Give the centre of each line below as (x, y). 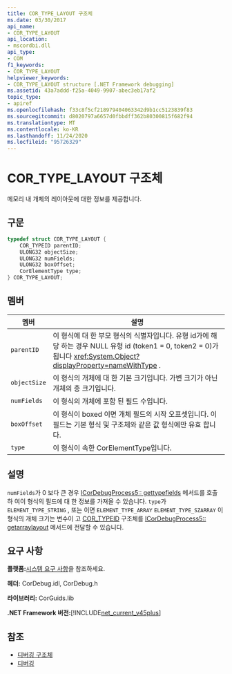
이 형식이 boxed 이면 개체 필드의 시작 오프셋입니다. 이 (135, 414)
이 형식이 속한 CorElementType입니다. (112, 448)
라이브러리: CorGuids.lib (41, 598)
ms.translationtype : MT (41, 123)
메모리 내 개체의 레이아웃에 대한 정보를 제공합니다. (75, 199)
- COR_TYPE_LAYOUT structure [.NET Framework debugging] (91, 84)
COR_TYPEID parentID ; (50, 245)
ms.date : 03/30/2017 (37, 20)
